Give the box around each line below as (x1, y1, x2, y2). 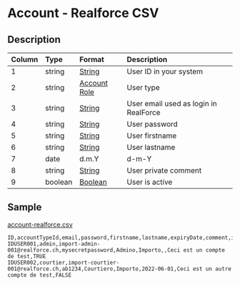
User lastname (126, 143, 176, 152)
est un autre (192, 265, 232, 272)
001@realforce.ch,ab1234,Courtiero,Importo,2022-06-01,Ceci (7, 265, 191, 272)
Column (11, 55, 39, 64)
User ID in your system (126, 66, 204, 76)
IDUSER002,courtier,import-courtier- (7, 259, 120, 266)
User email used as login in (126, 98, 217, 108)
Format (79, 55, 105, 64)
